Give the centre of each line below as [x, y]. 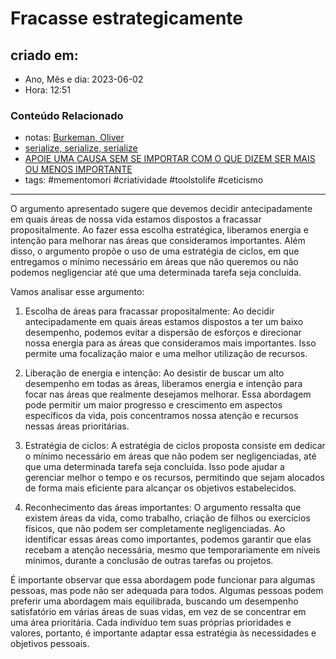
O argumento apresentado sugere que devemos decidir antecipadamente [161, 209]
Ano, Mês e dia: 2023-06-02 [84, 79]
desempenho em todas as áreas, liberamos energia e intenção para [163, 384]
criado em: [44, 55]
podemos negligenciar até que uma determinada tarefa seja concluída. [156, 273]
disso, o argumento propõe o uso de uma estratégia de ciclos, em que [155, 251]
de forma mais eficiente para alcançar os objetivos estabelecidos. [160, 488]
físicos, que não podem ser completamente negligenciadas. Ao [155, 529]
